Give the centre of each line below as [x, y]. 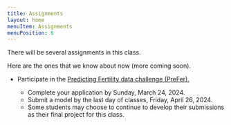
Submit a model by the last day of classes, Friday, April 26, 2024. [120, 100]
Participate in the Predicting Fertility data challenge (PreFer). [103, 79]
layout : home [26, 20]
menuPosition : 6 [30, 33]
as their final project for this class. [76, 115]
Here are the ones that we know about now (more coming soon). [99, 66]
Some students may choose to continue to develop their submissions [126, 107]
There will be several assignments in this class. [74, 52]
